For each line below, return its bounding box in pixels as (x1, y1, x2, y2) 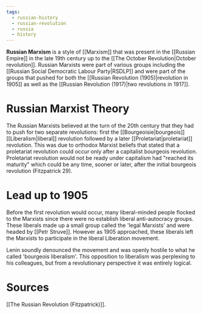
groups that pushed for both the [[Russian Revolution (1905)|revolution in (6, 74, 188, 82)
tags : (6, 9, 20, 15)
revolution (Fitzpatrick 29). (6, 167, 73, 175)
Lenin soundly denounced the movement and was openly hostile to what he (6, 246, 195, 253)
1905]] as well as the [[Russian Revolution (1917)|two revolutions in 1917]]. (6, 80, 190, 88)
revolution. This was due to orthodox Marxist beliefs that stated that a (6, 141, 180, 149)
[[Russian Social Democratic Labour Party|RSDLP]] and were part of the (6, 68, 186, 75)
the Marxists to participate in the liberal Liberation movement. (6, 235, 160, 242)
